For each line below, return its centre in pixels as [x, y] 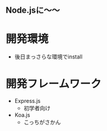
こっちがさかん [42, 122]
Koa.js [22, 115]
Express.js [27, 101]
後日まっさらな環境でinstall [48, 57]
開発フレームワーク [53, 84]
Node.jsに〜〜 [33, 10]
